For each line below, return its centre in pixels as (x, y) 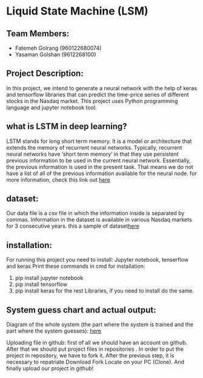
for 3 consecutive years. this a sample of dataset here (73, 226)
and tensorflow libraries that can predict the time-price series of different (98, 94)
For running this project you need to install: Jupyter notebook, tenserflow (98, 260)
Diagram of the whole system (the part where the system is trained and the (100, 325)
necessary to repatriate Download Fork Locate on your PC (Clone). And (95, 362)
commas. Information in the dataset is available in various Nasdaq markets (99, 220)
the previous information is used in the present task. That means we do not (100, 167)
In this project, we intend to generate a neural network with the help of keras (102, 88)
